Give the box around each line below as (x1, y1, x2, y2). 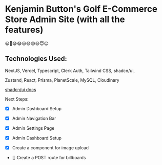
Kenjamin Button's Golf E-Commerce (5, 3, 158, 15)
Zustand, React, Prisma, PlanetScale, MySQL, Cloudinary (5, 77, 120, 83)
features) (5, 24, 44, 35)
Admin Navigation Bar (12, 115, 56, 121)
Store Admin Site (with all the (5, 14, 125, 25)
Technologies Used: (5, 55, 67, 63)
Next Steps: (5, 96, 29, 102)
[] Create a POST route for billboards (12, 155, 86, 161)
